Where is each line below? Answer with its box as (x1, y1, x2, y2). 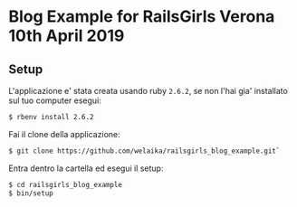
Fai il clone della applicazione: (8, 128, 121, 139)
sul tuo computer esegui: (8, 95, 101, 106)
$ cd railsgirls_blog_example (8, 180, 123, 189)
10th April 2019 (8, 25, 125, 46)
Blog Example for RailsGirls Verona (8, 6, 275, 27)
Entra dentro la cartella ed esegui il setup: (8, 163, 164, 174)
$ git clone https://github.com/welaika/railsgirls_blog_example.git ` (8, 146, 281, 155)
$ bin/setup (8, 188, 53, 198)
